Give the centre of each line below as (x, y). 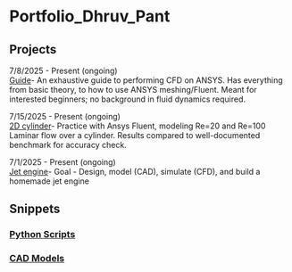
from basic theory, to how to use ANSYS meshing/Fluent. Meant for (133, 90)
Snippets (35, 209)
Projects (33, 49)
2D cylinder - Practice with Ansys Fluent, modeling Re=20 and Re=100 (138, 126)
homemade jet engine (49, 181)
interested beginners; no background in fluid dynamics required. (128, 99)
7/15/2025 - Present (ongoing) (65, 116)
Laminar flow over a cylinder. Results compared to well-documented (135, 135)
